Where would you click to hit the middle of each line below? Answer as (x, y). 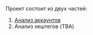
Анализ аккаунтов (37, 20)
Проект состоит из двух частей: (46, 9)
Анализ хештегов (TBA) (44, 26)
